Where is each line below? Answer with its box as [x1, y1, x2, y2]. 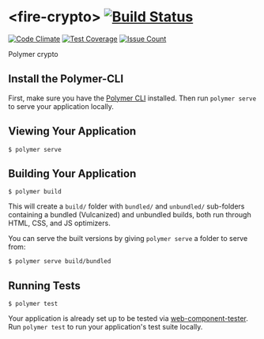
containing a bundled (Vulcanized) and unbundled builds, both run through [8, 210, 251, 220]
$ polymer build [8, 188, 62, 196]
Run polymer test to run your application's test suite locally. [8, 322, 203, 332]
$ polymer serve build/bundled [8, 258, 111, 266]
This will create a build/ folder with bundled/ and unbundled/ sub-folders [8, 202, 245, 211]
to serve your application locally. [8, 101, 115, 111]
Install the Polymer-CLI [8, 72, 124, 86]
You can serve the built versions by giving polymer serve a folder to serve [8, 234, 248, 243]
